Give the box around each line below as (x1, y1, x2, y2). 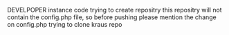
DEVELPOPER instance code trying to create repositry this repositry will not (7, 6, 223, 14)
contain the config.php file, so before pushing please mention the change (7, 13, 217, 21)
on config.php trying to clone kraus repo (7, 21, 122, 28)
